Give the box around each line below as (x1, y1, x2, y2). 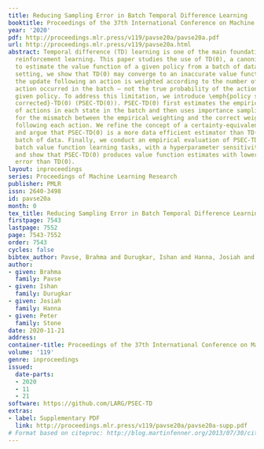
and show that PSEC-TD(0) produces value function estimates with (15, 150, 237, 158)
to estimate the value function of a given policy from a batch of (15, 63, 241, 71)
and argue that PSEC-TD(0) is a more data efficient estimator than (15, 128, 244, 136)
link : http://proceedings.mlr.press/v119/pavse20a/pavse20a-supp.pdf (15, 421, 247, 429)
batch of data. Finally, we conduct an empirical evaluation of (15, 135, 230, 144)
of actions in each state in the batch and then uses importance (15, 107, 234, 115)
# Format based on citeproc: (8, 429, 104, 437)
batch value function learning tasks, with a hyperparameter (15, 143, 220, 151)
